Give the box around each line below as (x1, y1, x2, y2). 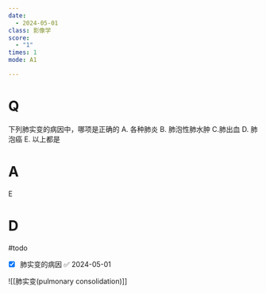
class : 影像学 (8, 26, 52, 34)
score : (8, 33, 30, 42)
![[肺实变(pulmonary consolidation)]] (8, 276, 128, 286)
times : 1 (8, 48, 37, 56)
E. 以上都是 (23, 134, 61, 144)
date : (8, 11, 26, 20)
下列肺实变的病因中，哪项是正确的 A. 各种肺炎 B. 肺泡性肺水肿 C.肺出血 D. (8, 124, 249, 133)
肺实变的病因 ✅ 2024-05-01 (19, 259, 111, 269)
